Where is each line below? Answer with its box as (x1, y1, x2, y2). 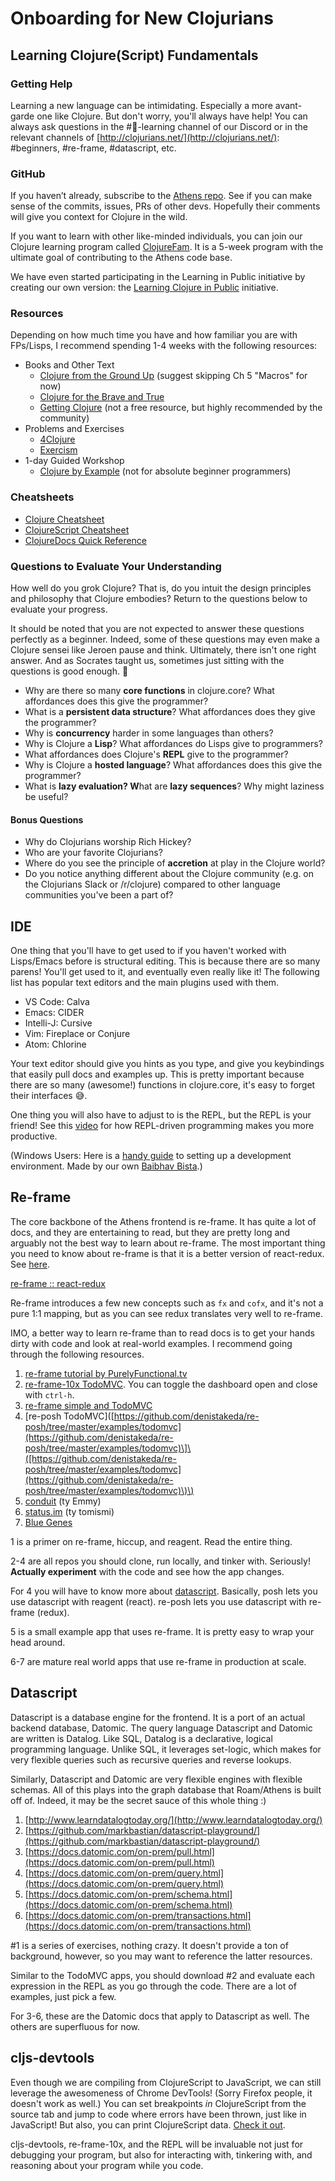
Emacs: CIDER (24, 1007, 85, 1019)
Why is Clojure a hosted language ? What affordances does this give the (24, 759, 323, 771)
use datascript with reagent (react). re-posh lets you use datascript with (10, 1595, 307, 1607)
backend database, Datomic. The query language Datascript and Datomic (10, 1722, 313, 1734)
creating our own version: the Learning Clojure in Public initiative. (10, 282, 279, 294)
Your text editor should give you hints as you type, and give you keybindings (10, 1058, 325, 1070)
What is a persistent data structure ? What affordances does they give (24, 706, 316, 718)
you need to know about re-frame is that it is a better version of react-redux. (10, 1247, 325, 1259)
